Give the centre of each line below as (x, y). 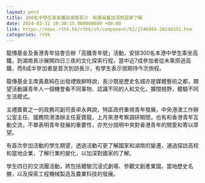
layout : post (23, 12)
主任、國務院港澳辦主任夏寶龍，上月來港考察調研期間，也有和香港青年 (105, 118)
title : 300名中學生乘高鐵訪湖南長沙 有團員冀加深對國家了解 (74, 18)
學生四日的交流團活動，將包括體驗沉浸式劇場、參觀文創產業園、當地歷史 (97, 166)
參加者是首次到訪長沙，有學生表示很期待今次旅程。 (100, 69)
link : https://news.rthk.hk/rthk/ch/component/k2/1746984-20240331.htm (99, 29)
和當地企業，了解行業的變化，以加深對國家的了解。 (70, 153)
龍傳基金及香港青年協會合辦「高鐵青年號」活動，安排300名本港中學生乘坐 (100, 53)
